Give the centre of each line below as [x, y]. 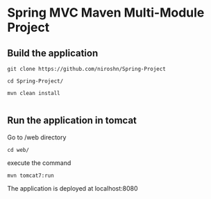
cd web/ [18, 150]
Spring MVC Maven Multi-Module [106, 13]
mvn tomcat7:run [31, 175]
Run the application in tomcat [72, 120]
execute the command [39, 163]
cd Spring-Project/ [35, 81]
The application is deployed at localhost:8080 [73, 188]
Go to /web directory [37, 137]
